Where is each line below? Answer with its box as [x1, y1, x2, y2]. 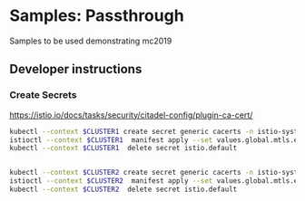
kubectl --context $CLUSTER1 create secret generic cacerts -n [9, 127, 254, 136]
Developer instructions [9, 62, 143, 77]
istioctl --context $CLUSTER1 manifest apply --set [9, 135, 213, 145]
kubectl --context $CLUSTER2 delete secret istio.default [9, 185, 238, 194]
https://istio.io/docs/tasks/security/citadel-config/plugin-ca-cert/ [9, 110, 253, 120]
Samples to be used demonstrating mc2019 [9, 35, 172, 46]
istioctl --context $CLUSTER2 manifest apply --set [9, 177, 213, 186]
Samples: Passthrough [9, 5, 184, 26]
